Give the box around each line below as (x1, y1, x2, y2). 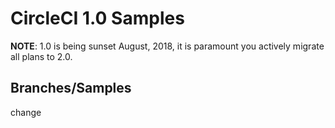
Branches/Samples (10, 80, 132, 97)
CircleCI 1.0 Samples (10, 7, 185, 30)
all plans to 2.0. (10, 50, 73, 62)
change (10, 106, 42, 118)
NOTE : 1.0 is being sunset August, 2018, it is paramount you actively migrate (10, 40, 325, 52)
